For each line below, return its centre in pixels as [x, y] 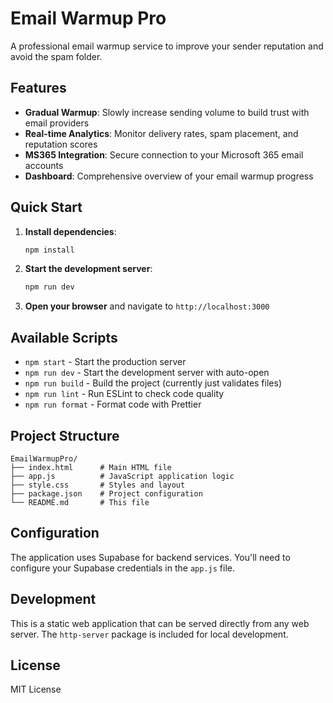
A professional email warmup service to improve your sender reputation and [167, 46]
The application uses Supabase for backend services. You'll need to [150, 557]
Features [38, 88]
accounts [44, 165]
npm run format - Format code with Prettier [113, 404]
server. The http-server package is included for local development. [149, 634]
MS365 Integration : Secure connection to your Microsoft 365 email [164, 154]
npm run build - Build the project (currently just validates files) [153, 383]
